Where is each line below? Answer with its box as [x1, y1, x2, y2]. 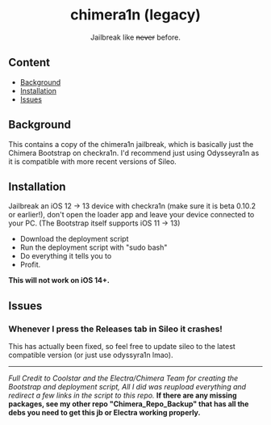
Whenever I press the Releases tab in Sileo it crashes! [8, 323, 223, 335]
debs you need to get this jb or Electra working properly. [8, 408, 201, 418]
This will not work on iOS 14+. [8, 276, 110, 285]
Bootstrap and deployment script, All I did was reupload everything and [8, 382, 247, 392]
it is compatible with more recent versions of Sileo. [8, 156, 177, 166]
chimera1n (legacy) [69, 6, 202, 24]
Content [8, 56, 51, 69]
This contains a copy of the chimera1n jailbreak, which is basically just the [8, 139, 254, 149]
